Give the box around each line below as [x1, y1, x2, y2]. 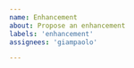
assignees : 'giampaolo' [9, 37, 98, 47]
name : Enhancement [9, 12, 78, 22]
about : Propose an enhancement [9, 21, 126, 30]
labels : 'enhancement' [9, 29, 94, 38]
